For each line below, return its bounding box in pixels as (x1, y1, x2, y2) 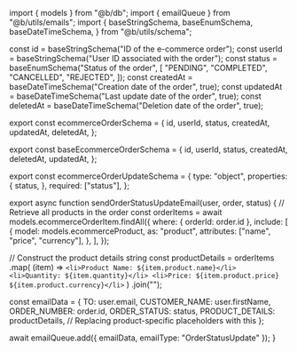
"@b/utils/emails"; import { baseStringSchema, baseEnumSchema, (9, 17, 254, 28)
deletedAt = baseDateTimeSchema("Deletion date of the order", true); (9, 100, 264, 110)
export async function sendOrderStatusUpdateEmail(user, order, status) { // (9, 197, 285, 208)
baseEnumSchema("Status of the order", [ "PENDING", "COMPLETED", (9, 62, 268, 73)
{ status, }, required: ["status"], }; (9, 180, 130, 190)
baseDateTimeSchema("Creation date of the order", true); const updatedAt (9, 82, 283, 92)
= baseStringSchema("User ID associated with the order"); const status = (9, 53, 277, 63)
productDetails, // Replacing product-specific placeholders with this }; (9, 316, 264, 325)
